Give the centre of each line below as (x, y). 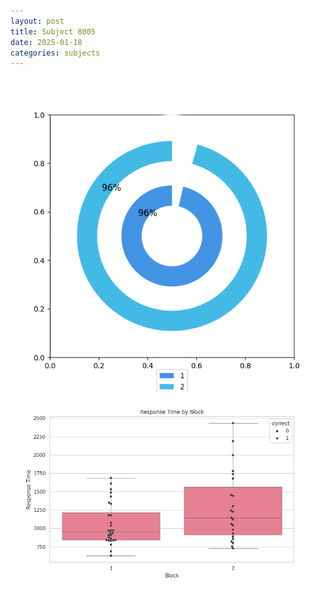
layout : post (37, 21)
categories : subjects (55, 53)
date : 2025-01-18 (46, 42)
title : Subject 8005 (53, 31)
